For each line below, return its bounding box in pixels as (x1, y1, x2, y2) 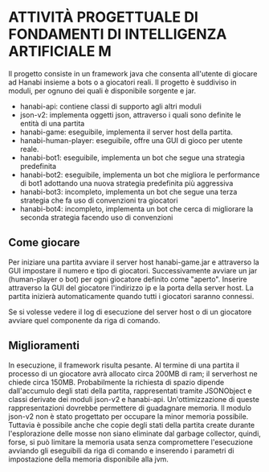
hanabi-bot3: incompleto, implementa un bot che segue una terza (19, 187, 238, 196)
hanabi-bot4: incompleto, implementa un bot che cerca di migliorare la (19, 203, 254, 213)
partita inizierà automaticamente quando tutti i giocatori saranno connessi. (8, 291, 255, 301)
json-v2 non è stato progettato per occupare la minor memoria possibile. (8, 411, 249, 421)
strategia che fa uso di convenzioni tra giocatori (19, 195, 178, 205)
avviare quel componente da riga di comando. (8, 315, 161, 325)
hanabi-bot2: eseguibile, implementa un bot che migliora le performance (19, 170, 260, 179)
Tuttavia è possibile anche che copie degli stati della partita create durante (8, 420, 255, 429)
